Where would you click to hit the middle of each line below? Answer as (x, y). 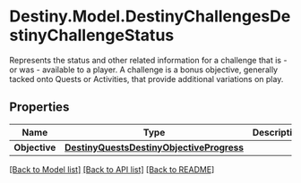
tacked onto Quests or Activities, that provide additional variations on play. (146, 79)
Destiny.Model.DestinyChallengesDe (150, 17)
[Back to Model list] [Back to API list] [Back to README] (112, 169)
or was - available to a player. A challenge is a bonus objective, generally (144, 70)
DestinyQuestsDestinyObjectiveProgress (154, 147)
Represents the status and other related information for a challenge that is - (148, 60)
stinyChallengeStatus (92, 35)
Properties (39, 108)
